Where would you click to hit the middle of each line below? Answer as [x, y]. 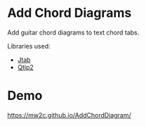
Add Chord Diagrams [69, 13]
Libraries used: [29, 46]
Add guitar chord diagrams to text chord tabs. [73, 32]
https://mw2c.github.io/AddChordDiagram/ [69, 115]
